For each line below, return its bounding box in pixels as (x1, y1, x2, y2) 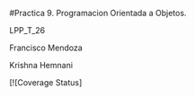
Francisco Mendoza (9, 42, 83, 53)
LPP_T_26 (9, 25, 46, 35)
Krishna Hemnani (9, 60, 74, 70)
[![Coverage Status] (9, 77, 83, 88)
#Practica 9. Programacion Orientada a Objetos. (9, 8, 187, 18)
